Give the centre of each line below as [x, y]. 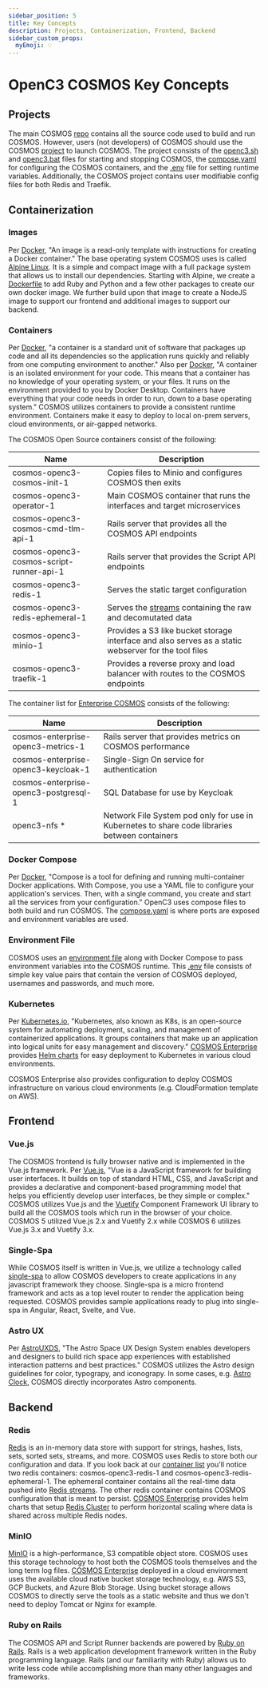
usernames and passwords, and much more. [82, 983]
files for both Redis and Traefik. [60, 185]
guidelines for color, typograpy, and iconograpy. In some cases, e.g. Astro [130, 1374]
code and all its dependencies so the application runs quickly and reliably [129, 356]
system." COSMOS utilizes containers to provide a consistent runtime [122, 407]
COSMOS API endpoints [152, 534]
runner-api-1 [38, 572]
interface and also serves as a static [175, 640]
